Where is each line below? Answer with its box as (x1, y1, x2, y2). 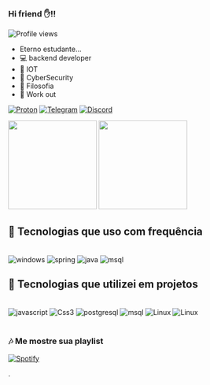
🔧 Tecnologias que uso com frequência (8, 224, 203, 238)
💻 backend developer (19, 54, 92, 63)
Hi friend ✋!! (8, 8, 57, 19)
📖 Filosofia (19, 81, 54, 91)
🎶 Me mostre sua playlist (8, 335, 104, 346)
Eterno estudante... (19, 44, 82, 54)
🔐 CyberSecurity (19, 73, 74, 83)
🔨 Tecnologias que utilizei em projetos (8, 278, 198, 291)
